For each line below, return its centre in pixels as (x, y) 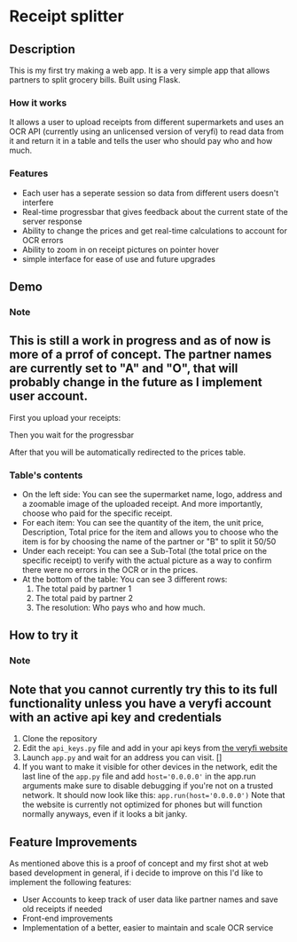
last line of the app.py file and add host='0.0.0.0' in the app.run (139, 776)
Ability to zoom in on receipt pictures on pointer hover (121, 249)
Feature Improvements (73, 842)
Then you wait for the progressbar (72, 435)
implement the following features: (70, 882)
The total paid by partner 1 (83, 589)
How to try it (44, 635)
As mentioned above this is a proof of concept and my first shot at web (139, 863)
